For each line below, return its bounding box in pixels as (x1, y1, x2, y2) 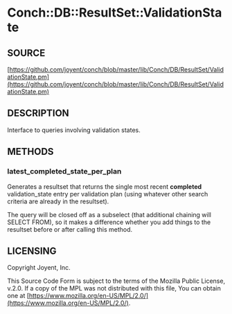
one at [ (7, 292, 30, 300)
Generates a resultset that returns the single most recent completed (7, 182, 202, 191)
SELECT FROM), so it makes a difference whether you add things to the (7, 218, 211, 226)
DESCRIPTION (7, 107, 69, 119)
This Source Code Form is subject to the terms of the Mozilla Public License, (7, 277, 226, 285)
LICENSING (7, 245, 57, 257)
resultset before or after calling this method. (7, 225, 133, 233)
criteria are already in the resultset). (7, 197, 109, 205)
